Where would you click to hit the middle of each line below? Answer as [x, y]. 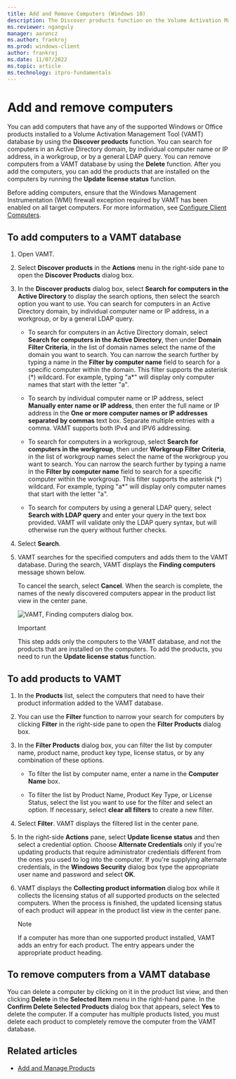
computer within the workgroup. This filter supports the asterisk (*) [125, 479]
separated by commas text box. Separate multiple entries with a [121, 421]
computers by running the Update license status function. [92, 179]
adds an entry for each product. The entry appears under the [106, 945]
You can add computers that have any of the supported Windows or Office [115, 127]
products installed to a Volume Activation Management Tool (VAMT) [105, 134]
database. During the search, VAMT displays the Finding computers [116, 565]
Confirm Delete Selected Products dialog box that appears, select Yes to [113, 1007]
